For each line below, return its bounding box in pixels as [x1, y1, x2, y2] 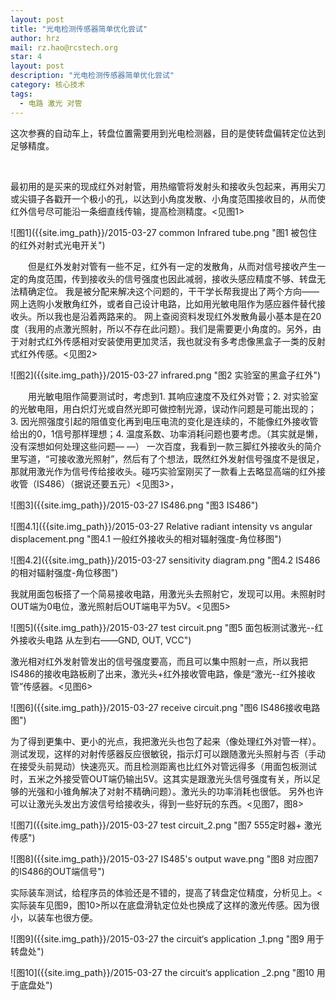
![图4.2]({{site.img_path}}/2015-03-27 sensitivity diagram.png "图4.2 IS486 [10, 554, 321, 566]
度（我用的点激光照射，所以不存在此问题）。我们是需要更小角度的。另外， [10, 322, 313, 335]
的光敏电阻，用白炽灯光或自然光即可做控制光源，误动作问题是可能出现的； [10, 402, 317, 415]
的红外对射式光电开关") [10, 239, 106, 251]
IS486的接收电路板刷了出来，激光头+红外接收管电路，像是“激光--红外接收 [10, 667, 316, 680]
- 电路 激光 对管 [19, 98, 83, 108]
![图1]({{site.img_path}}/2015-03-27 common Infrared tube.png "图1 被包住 [10, 226, 318, 238]
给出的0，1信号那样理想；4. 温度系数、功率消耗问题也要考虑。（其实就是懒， [10, 427, 324, 440]
